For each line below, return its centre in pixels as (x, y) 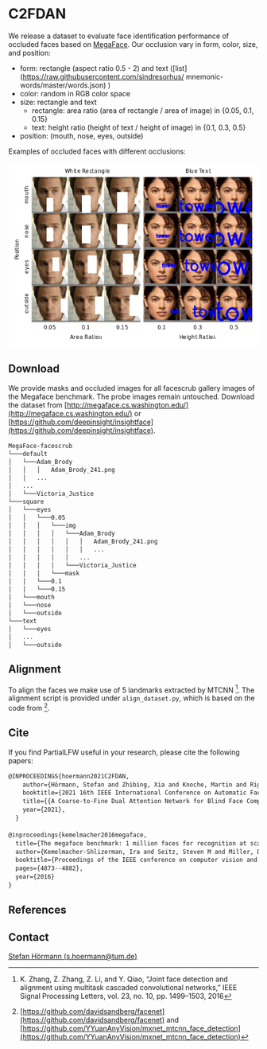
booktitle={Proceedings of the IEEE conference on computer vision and (137, 860)
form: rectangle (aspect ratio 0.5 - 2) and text (94, 68)
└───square (26, 501)
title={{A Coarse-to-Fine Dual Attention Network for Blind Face (133, 801)
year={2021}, (44, 810)
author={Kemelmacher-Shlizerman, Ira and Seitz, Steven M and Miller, (135, 852)
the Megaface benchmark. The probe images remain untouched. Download (132, 396)
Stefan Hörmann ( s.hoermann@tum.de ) (73, 957)
